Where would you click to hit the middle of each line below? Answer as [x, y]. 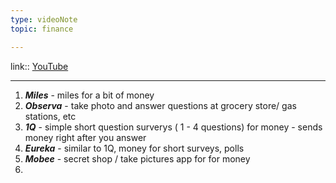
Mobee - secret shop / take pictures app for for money [137, 158]
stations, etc [50, 116]
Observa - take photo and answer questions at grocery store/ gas [160, 105]
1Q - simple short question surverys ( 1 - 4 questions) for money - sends [173, 127]
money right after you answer [85, 137]
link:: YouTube [39, 66]
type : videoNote [44, 19]
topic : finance [42, 29]
